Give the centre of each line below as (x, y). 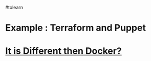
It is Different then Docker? (63, 51)
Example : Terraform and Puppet (75, 28)
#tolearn (14, 7)
